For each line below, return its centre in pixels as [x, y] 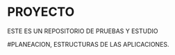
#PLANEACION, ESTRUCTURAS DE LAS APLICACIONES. [88, 44]
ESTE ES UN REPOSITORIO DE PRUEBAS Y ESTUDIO [83, 31]
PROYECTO [41, 12]
